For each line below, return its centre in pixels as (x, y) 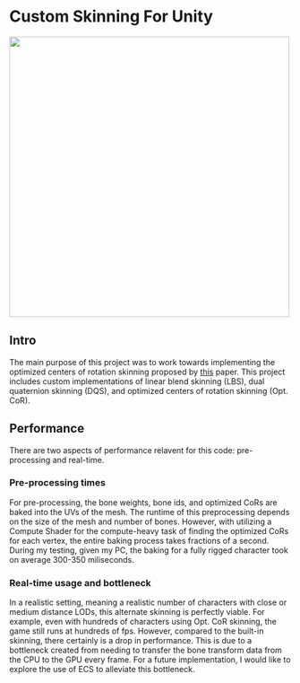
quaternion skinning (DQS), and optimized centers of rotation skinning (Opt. (149, 390)
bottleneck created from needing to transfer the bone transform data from (146, 650)
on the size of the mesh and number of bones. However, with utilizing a (141, 521)
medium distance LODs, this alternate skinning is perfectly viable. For (137, 612)
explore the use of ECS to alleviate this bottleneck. (102, 670)
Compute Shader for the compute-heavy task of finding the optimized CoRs (149, 530)
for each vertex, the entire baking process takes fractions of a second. (139, 540)
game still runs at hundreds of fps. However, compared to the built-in (137, 631)
